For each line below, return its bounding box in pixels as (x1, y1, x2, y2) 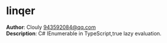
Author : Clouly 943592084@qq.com (6, 24, 96, 31)
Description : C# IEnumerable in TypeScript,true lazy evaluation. (6, 29, 162, 37)
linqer (6, 4, 35, 18)
